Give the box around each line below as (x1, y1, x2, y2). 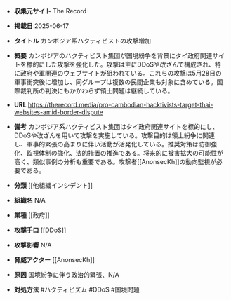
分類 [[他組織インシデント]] (13, 182, 93, 189)
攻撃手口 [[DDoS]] (13, 226, 67, 234)
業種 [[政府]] (13, 211, 51, 219)
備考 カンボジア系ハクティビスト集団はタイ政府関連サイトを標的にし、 (13, 123, 219, 130)
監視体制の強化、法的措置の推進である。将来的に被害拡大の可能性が (26, 149, 223, 157)
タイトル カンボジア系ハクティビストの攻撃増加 (13, 36, 151, 45)
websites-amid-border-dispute (13, 108, 104, 116)
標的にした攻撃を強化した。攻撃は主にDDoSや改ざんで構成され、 (26, 60, 216, 69)
